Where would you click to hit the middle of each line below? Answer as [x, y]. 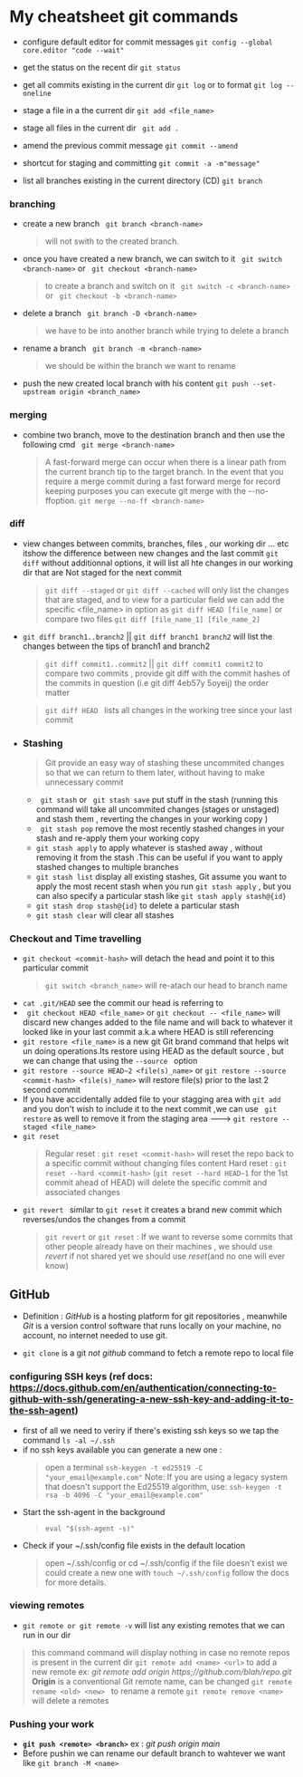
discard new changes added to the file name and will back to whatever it [157, 1022]
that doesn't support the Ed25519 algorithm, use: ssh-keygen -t [163, 1486]
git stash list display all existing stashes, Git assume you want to [161, 877]
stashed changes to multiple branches [107, 867]
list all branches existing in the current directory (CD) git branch [142, 180]
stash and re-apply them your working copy [118, 838]
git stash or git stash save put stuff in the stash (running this [159, 800]
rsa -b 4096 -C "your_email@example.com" [124, 1495]
